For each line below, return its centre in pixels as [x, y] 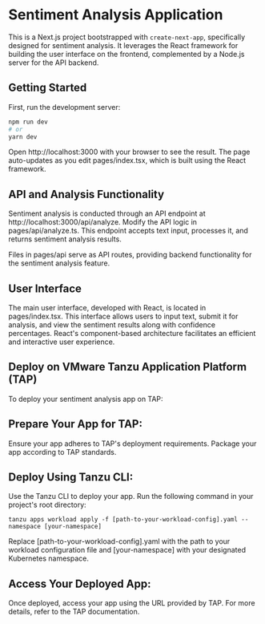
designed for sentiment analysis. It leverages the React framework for [123, 45]
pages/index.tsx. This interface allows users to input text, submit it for [123, 316]
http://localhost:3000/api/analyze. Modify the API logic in [103, 222]
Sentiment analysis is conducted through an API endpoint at [107, 213]
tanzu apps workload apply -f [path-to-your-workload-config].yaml [123, 520]
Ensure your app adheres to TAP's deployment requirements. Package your [132, 444]
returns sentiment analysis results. [65, 239]
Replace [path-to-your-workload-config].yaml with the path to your [119, 541]
